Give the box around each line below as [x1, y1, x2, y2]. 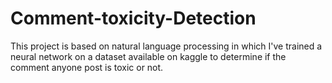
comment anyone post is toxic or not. [10, 61, 164, 73]
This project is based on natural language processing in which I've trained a [10, 40, 323, 52]
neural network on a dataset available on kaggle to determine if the [10, 50, 287, 62]
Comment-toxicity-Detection [10, 7, 257, 30]
